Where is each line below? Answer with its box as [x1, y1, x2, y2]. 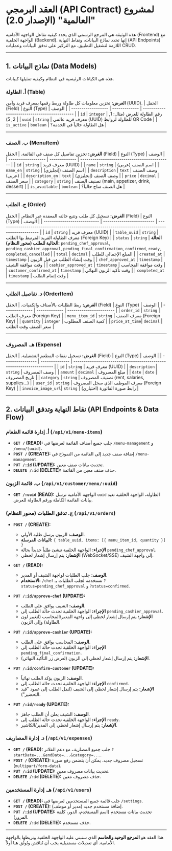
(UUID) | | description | [108, 363, 158, 369]
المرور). [13, 814, 29, 820]
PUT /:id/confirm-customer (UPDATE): [13, 665, 95, 671]
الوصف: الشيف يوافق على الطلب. [20, 602, 86, 608]
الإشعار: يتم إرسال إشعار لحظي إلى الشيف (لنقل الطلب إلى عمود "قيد [20, 686, 155, 692]
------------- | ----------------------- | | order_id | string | [36, 307, 160, 313]
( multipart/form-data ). [13, 762, 62, 769]
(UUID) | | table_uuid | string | [94, 229, 159, 235]
